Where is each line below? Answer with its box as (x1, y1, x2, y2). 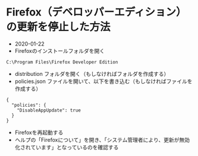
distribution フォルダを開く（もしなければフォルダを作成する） (14, 70, 169, 77)
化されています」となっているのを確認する (14, 144, 119, 151)
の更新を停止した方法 (6, 20, 111, 34)
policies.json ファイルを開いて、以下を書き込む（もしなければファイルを (14, 78, 193, 85)
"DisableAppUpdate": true (17, 107, 81, 113)
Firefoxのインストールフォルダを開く (14, 47, 105, 54)
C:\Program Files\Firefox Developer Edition (6, 59, 118, 65)
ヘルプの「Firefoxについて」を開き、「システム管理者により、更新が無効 (14, 136, 190, 143)
